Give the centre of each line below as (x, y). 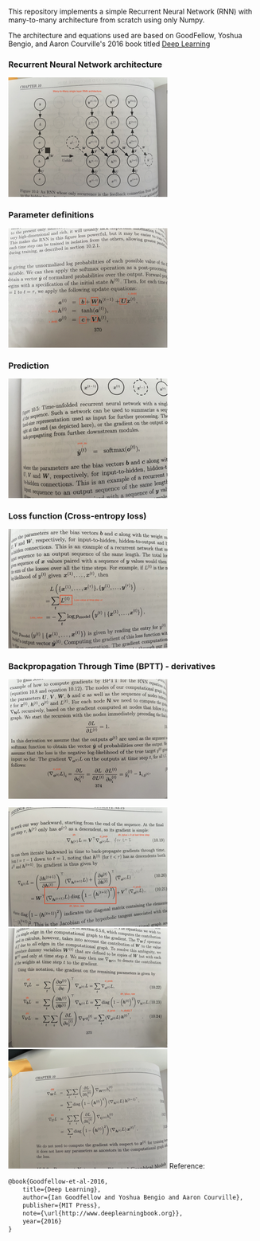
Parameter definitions (51, 215)
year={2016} (42, 1222)
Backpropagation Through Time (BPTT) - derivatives (112, 667)
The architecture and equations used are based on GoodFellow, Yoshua (125, 35)
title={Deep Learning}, (62, 1190)
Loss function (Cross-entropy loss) (78, 515)
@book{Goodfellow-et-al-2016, (58, 1182)
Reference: (187, 1166)
